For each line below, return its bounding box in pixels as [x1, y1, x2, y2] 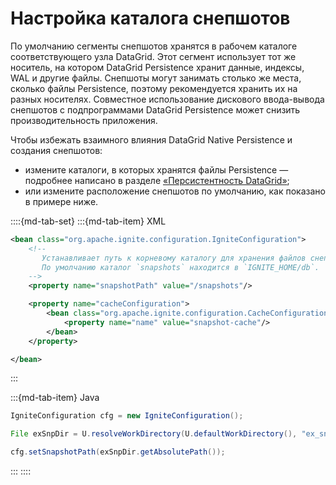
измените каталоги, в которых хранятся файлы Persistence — [24, 163, 289, 176]
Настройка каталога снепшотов [10, 7, 291, 30]
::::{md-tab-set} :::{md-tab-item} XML [10, 215, 167, 227]
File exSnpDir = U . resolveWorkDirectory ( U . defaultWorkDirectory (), [10, 429, 298, 439]
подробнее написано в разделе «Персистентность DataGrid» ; [24, 174, 290, 186]
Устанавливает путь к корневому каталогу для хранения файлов [41, 253, 307, 263]
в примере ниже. [24, 195, 99, 207]
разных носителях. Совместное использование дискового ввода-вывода [10, 93, 325, 105]
